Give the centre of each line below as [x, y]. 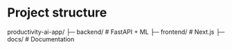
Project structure [57, 13]
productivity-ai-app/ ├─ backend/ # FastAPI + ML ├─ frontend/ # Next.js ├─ [116, 32]
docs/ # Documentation [41, 39]
